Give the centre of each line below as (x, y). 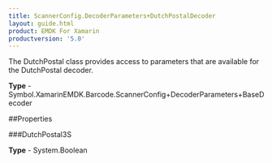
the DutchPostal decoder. (51, 71)
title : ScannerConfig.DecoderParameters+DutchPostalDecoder (112, 16)
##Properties (30, 119)
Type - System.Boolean (48, 150)
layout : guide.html (41, 24)
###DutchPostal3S (40, 135)
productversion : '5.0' (47, 39)
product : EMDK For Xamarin (54, 31)
